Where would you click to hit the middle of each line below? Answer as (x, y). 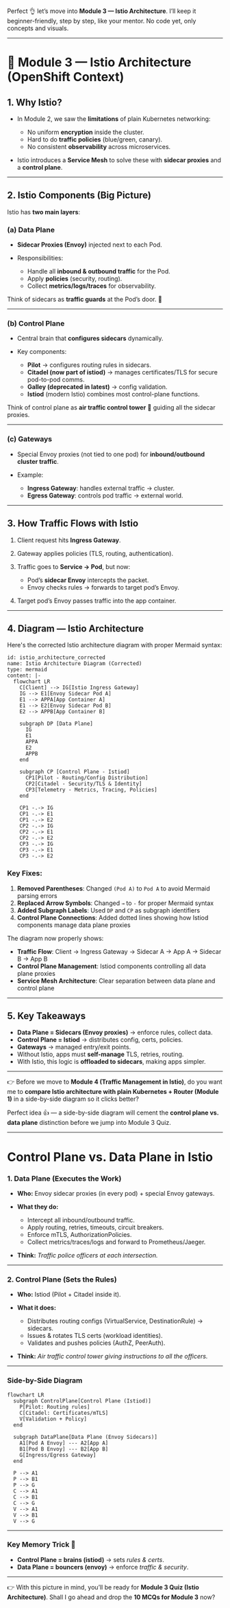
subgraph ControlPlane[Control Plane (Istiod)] (82, 1401)
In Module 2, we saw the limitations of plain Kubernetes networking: (114, 119)
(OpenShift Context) (66, 77)
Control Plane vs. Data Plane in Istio (110, 1157)
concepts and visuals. (38, 28)
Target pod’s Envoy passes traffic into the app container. (97, 601)
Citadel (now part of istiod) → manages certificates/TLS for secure (122, 372)
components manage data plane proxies (74, 925)
